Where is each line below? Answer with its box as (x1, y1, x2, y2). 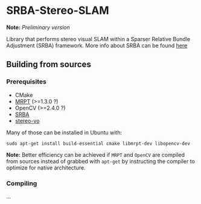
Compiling (6, 179, 37, 188)
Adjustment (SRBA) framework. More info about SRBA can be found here (6, 42, 188, 49)
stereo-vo (14, 117, 40, 124)
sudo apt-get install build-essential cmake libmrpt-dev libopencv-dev (6, 140, 190, 146)
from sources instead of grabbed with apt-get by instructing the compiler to (6, 157, 195, 165)
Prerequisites (6, 77, 46, 86)
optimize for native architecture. (6, 164, 86, 171)
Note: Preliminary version (6, 24, 71, 31)
